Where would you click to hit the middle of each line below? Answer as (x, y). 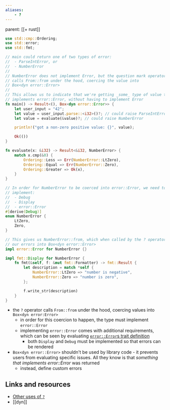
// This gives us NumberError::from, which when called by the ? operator (86, 240)
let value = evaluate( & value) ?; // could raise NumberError (79, 118)
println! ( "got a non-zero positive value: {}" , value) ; (75, 127)
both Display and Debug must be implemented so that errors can (94, 341)
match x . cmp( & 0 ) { (34, 155)
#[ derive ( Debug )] (24, 212)
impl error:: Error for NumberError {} (46, 249)
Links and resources (38, 384)
